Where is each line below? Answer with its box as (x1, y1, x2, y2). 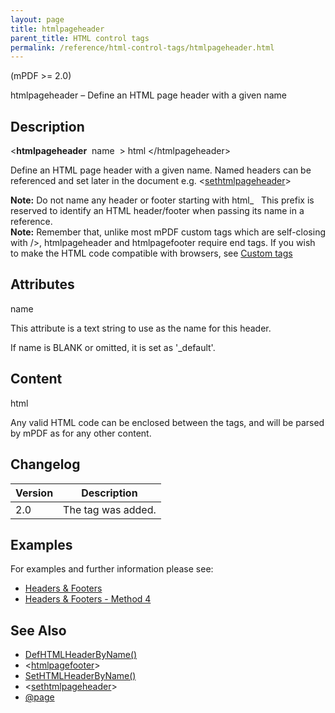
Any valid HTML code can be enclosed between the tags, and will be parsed (10, 416, 325, 428)
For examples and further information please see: (10, 563, 214, 575)
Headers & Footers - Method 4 (24, 593, 152, 605)
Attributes (10, 276, 75, 293)
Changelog (10, 456, 81, 473)
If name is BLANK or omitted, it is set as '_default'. (10, 341, 216, 353)
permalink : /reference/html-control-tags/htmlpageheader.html (10, 42, 275, 53)
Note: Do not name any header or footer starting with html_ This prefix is (10, 194, 315, 206)
